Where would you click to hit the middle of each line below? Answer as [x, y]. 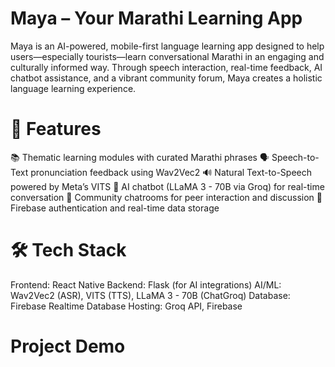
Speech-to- [295, 157]
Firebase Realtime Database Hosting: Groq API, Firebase [126, 306]
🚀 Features [56, 129]
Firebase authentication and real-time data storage [115, 208]
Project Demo [68, 346]
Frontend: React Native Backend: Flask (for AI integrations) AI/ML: [146, 284]
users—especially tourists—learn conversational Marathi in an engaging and [167, 56]
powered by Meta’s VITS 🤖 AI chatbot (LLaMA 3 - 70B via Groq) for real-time [167, 186]
